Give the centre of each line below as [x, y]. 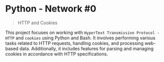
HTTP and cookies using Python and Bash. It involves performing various [80, 38]
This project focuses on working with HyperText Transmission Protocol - [82, 32]
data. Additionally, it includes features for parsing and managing [87, 48]
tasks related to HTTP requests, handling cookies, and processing [74, 43]
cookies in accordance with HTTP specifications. [57, 54]
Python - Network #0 [51, 9]
